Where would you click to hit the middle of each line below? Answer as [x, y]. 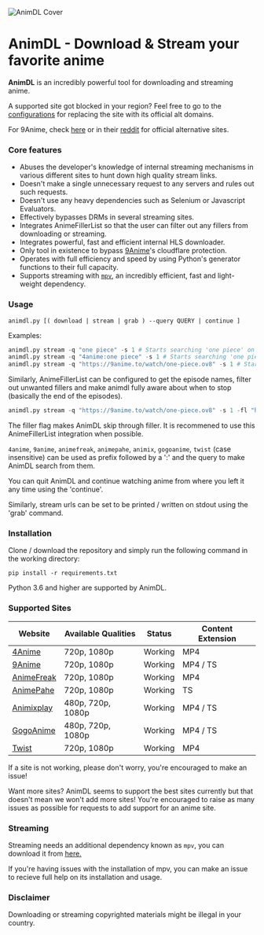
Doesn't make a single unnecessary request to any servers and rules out [137, 184]
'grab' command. [36, 513]
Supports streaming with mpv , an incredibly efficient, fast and [117, 276]
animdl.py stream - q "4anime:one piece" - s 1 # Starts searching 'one [126, 357]
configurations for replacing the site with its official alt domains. [111, 114]
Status [159, 633]
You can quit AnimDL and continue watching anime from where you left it [126, 481]
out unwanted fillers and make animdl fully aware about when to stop [120, 388]
